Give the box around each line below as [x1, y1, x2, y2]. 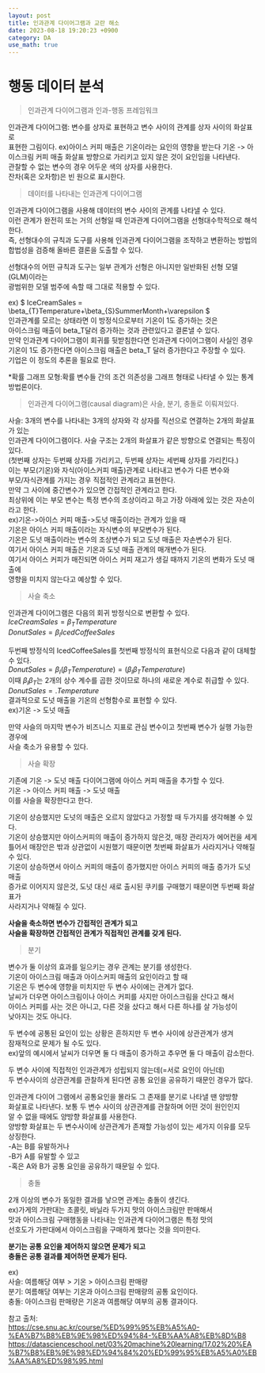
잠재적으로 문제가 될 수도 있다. [8, 1038, 101, 1048]
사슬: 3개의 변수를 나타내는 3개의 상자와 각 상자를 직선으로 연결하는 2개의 [8, 416, 234, 425]
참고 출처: [8, 1314, 38, 1323]
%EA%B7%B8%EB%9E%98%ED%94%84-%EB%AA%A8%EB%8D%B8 [8, 1331, 247, 1340]
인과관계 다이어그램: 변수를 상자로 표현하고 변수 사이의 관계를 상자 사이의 [8, 122, 232, 132]
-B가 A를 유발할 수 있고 [8, 1152, 81, 1161]
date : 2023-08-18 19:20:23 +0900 [8, 26, 119, 34]
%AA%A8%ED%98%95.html [8, 1356, 104, 1366]
